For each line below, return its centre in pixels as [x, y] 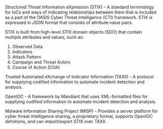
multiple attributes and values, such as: [44, 37]
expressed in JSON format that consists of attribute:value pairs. [69, 22]
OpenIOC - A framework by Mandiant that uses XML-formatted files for [76, 96]
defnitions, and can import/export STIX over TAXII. [56, 121]
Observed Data [27, 46]
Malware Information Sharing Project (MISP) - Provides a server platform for [81, 111]
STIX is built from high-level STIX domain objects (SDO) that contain [74, 32]
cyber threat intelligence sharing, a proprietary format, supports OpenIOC [79, 116]
